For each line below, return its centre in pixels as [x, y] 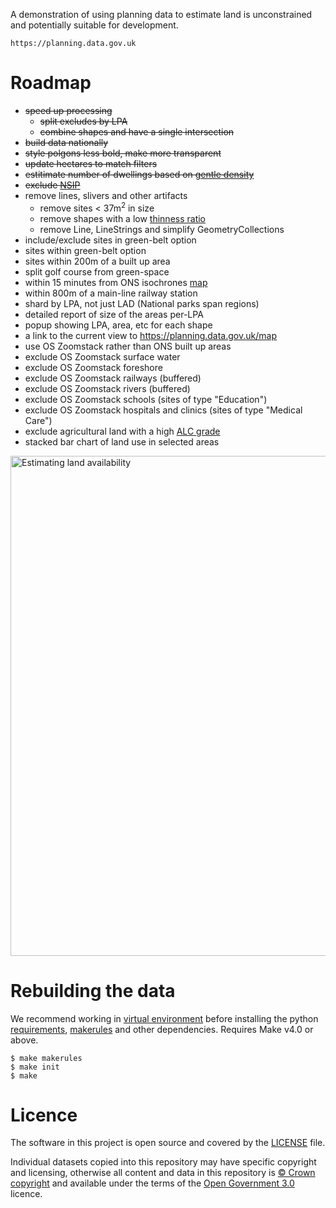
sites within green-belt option [85, 250]
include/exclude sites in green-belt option [110, 240]
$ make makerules [46, 1058]
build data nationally [66, 142]
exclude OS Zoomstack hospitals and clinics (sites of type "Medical [163, 410]
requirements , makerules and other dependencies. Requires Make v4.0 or [162, 1029]
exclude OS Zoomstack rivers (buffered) [107, 388]
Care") [38, 420]
